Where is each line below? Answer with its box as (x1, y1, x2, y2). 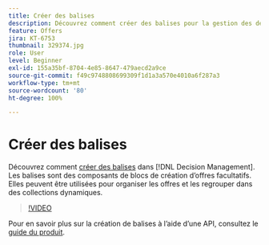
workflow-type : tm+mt (8, 79, 81, 87)
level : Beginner (8, 57, 62, 65)
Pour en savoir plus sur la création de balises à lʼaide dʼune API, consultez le (8, 218, 259, 229)
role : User (8, 49, 45, 57)
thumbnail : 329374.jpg (8, 42, 84, 50)
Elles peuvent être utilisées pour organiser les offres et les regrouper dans (8, 179, 253, 189)
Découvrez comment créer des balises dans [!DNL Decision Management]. (8, 162, 255, 172)
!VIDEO (27, 203, 52, 213)
